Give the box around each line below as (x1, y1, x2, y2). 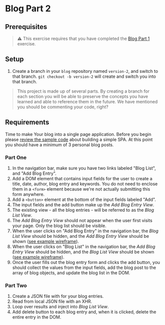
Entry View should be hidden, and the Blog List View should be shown (12, 249, 154, 255)
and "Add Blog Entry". (12, 170, 57, 176)
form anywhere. (12, 191, 45, 197)
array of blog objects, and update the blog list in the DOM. (12, 269, 131, 276)
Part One (5, 154, 27, 161)
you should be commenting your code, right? (17, 104, 109, 110)
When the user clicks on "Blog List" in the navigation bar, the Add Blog (12, 243, 156, 249)
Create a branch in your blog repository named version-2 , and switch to (12, 68, 159, 74)
